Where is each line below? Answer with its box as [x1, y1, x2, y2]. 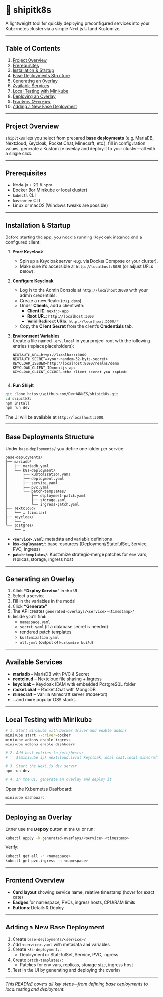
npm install [5, 401, 30, 406]
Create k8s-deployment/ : [12, 946, 61, 952]
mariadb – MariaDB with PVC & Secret [12, 671, 89, 677]
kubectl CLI [12, 192, 36, 198]
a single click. [5, 151, 33, 156]
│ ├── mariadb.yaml [5, 463, 49, 468]
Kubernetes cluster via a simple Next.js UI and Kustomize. [5, 25, 120, 31]
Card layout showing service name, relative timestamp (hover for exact [12, 889, 155, 895]
